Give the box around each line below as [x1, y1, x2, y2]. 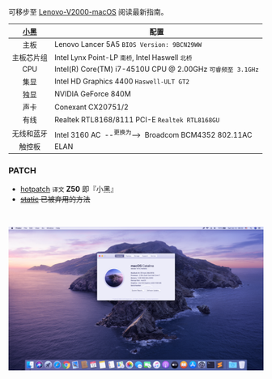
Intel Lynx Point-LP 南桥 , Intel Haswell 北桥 [54, 52, 193, 62]
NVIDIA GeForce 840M [54, 89, 131, 99]
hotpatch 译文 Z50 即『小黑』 [19, 185, 118, 194]
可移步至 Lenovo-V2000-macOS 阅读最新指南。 [8, 7, 168, 16]
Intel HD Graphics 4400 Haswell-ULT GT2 [54, 76, 190, 86]
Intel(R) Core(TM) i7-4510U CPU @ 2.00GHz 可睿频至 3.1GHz [54, 64, 259, 75]
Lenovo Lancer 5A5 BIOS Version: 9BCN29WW [54, 40, 202, 49]
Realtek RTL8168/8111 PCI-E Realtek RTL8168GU [54, 114, 220, 124]
